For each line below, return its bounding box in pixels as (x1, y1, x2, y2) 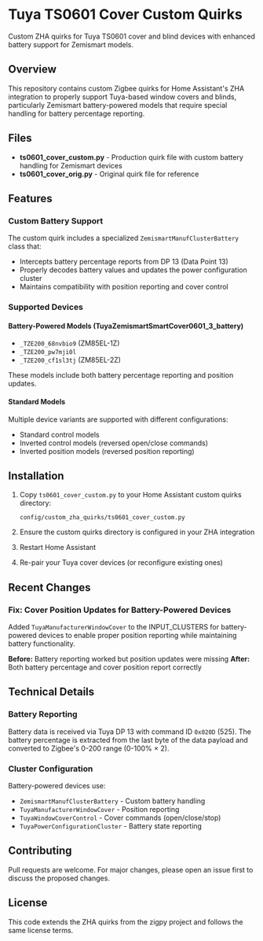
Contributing (8, 844, 72, 858)
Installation (8, 469, 64, 482)
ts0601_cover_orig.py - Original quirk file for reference (19, 169, 199, 179)
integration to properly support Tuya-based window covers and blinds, (8, 92, 237, 101)
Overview (8, 63, 57, 76)
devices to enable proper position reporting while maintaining (38, 631, 237, 640)
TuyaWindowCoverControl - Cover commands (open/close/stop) (19, 813, 221, 823)
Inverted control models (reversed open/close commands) (19, 438, 209, 448)
